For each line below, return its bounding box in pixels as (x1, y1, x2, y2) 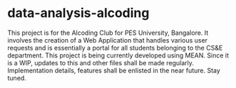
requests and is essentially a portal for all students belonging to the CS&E (7, 43, 223, 52)
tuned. (7, 73, 26, 82)
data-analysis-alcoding (7, 5, 150, 21)
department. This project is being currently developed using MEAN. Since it (7, 51, 230, 60)
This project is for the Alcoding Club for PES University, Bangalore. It (7, 28, 209, 37)
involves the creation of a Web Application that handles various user (7, 35, 208, 44)
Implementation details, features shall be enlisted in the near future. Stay (7, 66, 221, 75)
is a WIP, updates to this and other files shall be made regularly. (7, 58, 194, 67)
